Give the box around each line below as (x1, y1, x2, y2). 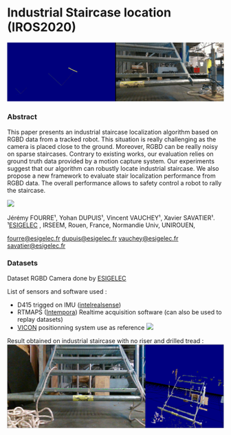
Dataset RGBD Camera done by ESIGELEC (7, 274, 126, 282)
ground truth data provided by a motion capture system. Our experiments (7, 156, 215, 165)
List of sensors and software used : (7, 287, 107, 296)
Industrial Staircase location (7, 5, 172, 21)
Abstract (7, 112, 38, 121)
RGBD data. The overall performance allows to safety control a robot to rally (7, 178, 222, 187)
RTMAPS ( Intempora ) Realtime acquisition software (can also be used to (16, 307, 222, 316)
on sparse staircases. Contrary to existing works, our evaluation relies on (7, 150, 214, 158)
